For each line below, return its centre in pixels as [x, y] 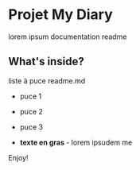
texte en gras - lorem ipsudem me [76, 142]
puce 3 [31, 127]
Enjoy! [19, 157]
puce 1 [31, 96]
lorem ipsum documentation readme [68, 37]
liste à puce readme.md [47, 80]
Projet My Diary [60, 15]
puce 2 [31, 111]
